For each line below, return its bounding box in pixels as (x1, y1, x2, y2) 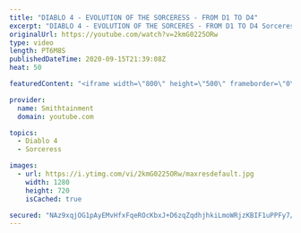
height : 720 (25, 186, 70, 195)
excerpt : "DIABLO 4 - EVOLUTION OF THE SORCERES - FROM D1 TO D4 (9, 22, 258, 30)
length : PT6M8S (9, 47, 66, 56)
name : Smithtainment (17, 104, 94, 113)
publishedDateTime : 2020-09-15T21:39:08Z (9, 55, 167, 64)
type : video (9, 38, 54, 47)
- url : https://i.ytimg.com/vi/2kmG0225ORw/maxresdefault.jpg (17, 169, 254, 178)
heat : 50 (9, 64, 42, 73)
